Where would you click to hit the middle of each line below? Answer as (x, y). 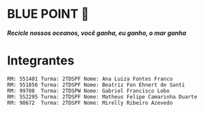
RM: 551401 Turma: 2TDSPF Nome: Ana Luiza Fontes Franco (90, 79)
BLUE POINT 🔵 (48, 14)
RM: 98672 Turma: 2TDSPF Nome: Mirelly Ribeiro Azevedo (90, 103)
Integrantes (41, 61)
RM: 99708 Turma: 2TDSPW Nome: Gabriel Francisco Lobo (88, 91)
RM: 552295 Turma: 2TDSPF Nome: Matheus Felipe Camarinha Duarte (102, 97)
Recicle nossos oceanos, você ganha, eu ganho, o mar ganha (97, 33)
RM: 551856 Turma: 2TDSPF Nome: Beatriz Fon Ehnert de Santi (96, 85)
